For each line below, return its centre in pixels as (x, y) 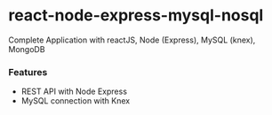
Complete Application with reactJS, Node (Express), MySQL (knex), (132, 40)
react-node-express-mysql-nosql (136, 15)
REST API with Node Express (74, 92)
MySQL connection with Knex (76, 101)
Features (28, 72)
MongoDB (27, 49)
